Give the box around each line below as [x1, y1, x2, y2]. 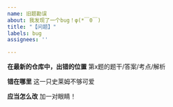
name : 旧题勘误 [7, 10, 47, 17]
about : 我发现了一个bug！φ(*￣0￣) [7, 17, 101, 24]
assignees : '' [7, 36, 49, 43]
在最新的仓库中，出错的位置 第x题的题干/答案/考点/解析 [7, 62, 166, 71]
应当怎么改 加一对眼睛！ [7, 92, 77, 101]
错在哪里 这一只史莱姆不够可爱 [7, 78, 95, 86]
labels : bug [7, 29, 42, 37]
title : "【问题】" [7, 23, 57, 30]
